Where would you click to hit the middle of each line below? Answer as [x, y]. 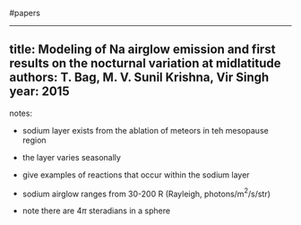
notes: [21, 113]
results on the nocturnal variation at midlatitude [145, 63]
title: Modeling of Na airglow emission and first [142, 50]
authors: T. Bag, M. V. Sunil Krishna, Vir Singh [139, 78]
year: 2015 [39, 92]
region [34, 140]
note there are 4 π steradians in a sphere [96, 211]
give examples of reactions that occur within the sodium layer [136, 175]
